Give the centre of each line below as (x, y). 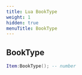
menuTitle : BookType (32, 28)
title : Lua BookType (32, 12)
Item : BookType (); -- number (41, 66)
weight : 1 (19, 17)
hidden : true (22, 23)
